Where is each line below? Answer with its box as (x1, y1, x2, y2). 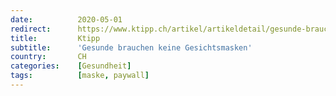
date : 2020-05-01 (10, 14, 123, 25)
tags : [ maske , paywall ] (10, 71, 150, 81)
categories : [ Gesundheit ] (10, 61, 132, 71)
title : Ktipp (10, 33, 101, 43)
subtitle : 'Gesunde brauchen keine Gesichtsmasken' (10, 42, 253, 53)
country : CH (10, 52, 87, 62)
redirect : (10, 24, 52, 34)
